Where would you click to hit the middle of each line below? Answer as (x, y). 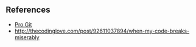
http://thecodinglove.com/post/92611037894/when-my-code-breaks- (102, 31)
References (28, 10)
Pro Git (23, 24)
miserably (27, 37)
